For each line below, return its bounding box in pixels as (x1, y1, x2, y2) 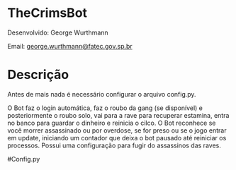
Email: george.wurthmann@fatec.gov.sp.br (7, 42, 133, 50)
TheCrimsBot (7, 5, 87, 21)
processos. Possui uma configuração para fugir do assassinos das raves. (7, 141, 221, 150)
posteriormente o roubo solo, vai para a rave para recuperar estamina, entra (7, 111, 230, 119)
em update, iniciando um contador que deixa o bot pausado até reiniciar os (7, 133, 227, 142)
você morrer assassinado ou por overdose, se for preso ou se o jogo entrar (7, 126, 227, 135)
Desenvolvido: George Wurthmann (7, 28, 108, 37)
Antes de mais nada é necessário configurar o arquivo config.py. (7, 90, 196, 98)
